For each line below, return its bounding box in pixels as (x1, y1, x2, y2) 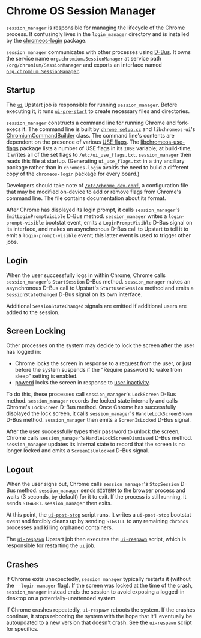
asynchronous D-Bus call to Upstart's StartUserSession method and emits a (6, 284, 194, 291)
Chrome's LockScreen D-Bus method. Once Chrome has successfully (6, 404, 176, 411)
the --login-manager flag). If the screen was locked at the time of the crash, (6, 582, 193, 589)
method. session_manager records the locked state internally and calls (6, 397, 178, 404)
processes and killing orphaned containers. (6, 524, 113, 531)
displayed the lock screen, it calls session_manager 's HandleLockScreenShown (6, 410, 193, 417)
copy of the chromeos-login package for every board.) (6, 170, 140, 177)
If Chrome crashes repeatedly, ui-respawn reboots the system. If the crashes (6, 606, 196, 613)
